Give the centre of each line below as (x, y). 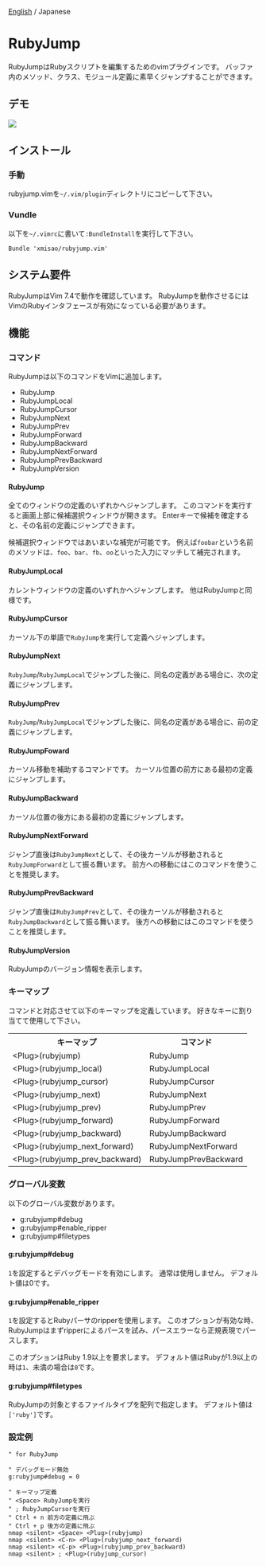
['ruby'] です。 (33, 1415)
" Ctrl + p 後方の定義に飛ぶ (52, 1526)
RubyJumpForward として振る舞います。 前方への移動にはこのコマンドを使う (129, 864)
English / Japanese (40, 12)
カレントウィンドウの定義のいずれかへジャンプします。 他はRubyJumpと (127, 589)
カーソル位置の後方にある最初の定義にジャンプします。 (98, 816)
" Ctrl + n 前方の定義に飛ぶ (52, 1517)
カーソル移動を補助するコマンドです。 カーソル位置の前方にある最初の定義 (131, 769)
